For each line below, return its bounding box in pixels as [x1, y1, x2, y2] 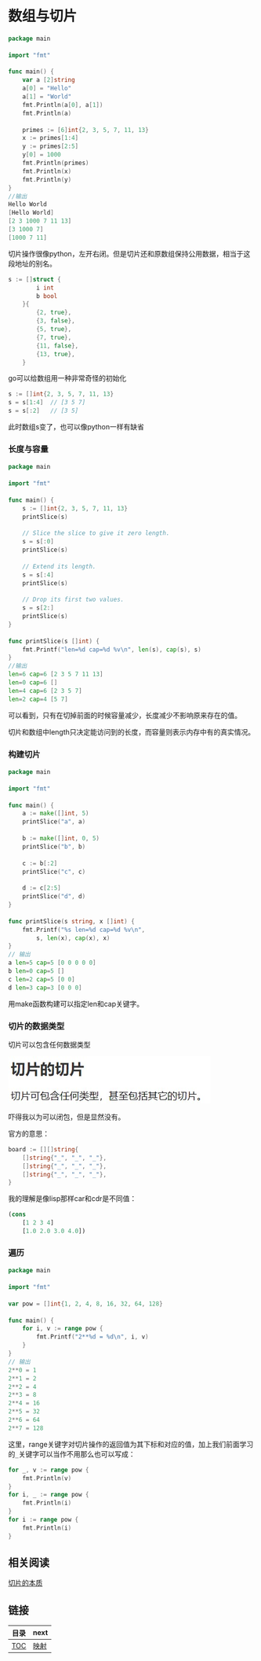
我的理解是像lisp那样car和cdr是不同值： [8, 1194, 137, 1203]
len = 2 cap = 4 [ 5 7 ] [8, 695, 68, 703]
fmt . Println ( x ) [22, 167, 72, 175]
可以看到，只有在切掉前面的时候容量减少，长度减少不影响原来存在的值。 [8, 710, 241, 720]
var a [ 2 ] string [22, 76, 76, 84]
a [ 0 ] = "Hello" [22, 84, 72, 93]
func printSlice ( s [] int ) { [8, 637, 100, 645]
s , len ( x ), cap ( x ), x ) [36, 934, 111, 942]
